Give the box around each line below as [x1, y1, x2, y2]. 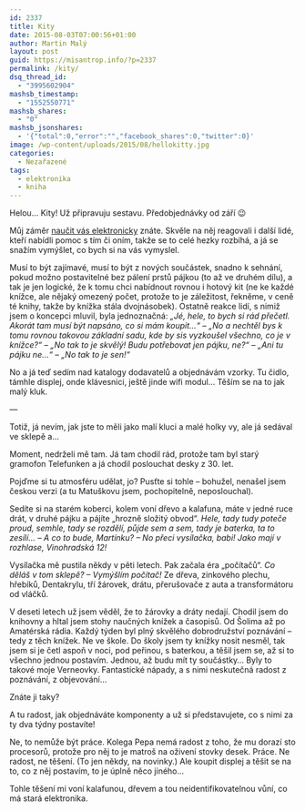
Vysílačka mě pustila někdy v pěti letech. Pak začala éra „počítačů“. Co [9, 560, 276, 571]
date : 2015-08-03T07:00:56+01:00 [9, 30, 137, 39]
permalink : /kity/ [9, 65, 79, 74]
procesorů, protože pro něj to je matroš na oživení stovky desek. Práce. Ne [9, 746, 290, 757]
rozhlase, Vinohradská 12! [9, 542, 107, 553]
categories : [9, 148, 55, 157]
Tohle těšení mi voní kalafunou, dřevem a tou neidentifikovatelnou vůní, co [9, 784, 289, 795]
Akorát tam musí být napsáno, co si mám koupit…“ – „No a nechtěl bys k [9, 320, 283, 331]
